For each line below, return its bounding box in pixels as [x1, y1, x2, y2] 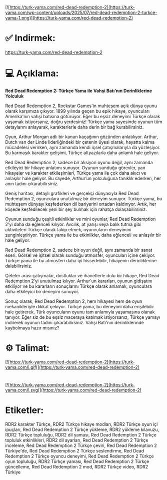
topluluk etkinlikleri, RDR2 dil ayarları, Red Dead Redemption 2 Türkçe [5, 437, 148, 443]
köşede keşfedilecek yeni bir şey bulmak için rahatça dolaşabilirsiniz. [5, 206, 147, 212]
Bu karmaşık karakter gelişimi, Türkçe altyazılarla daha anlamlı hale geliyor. [5, 150, 159, 156]
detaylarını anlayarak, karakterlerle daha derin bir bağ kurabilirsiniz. [5, 124, 144, 130]
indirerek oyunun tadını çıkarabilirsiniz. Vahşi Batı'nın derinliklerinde [5, 319, 144, 325]
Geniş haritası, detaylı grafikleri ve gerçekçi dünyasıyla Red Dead [5, 190, 139, 196]
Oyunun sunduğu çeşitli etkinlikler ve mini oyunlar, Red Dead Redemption [5, 216, 156, 222]
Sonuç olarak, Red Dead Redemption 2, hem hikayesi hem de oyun [5, 298, 142, 304]
